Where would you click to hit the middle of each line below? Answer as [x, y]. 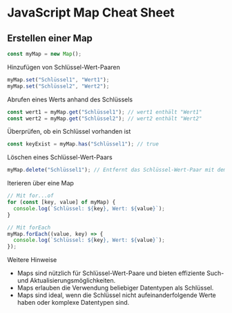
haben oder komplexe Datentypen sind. [73, 303]
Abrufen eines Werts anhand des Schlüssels [70, 99]
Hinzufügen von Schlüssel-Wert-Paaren [64, 67]
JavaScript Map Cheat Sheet [91, 13]
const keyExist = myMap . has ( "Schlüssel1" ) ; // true [83, 144]
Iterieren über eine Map [41, 183]
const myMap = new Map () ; [44, 54]
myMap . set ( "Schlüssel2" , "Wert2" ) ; [58, 86]
